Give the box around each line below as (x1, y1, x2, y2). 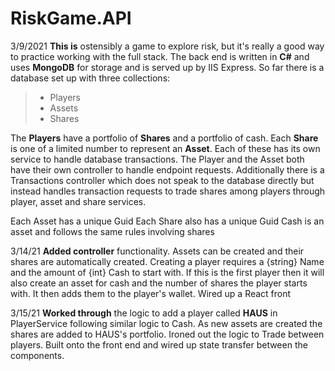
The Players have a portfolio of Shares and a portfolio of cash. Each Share (10, 132, 319, 144)
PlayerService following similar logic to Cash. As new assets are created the (10, 317, 323, 329)
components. (10, 349, 65, 361)
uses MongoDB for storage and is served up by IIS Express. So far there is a (10, 61, 325, 73)
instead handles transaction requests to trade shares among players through (10, 185, 326, 197)
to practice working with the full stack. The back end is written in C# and (10, 50, 310, 62)
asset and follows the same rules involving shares (10, 225, 215, 237)
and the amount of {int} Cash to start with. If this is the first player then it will (10, 266, 325, 278)
